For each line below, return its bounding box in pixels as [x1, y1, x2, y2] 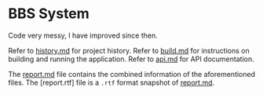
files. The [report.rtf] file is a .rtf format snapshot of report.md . [8, 78, 215, 87]
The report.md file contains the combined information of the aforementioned [8, 69, 255, 79]
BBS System [8, 5, 90, 23]
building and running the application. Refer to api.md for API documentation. [8, 54, 254, 64]
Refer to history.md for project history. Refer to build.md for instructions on [8, 46, 250, 55]
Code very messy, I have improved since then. [8, 31, 159, 40]
